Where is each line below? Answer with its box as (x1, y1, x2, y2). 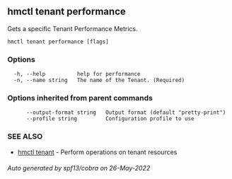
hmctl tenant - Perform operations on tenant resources (17, 148, 178, 156)
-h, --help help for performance (13, 71, 141, 78)
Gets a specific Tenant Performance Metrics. (7, 24, 138, 33)
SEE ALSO (7, 132, 43, 142)
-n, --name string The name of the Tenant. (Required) (13, 77, 185, 84)
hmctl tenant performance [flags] (7, 38, 110, 45)
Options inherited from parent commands (7, 93, 153, 103)
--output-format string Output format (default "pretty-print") (25, 109, 226, 116)
